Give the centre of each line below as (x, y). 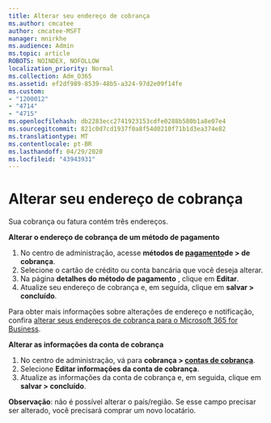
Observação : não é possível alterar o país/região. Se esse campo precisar (132, 402)
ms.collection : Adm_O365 (50, 76)
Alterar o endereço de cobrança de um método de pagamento (114, 237)
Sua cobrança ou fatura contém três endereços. (88, 222)
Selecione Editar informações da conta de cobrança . (110, 369)
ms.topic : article (39, 53)
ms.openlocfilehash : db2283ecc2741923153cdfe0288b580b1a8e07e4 (117, 122)
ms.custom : (27, 91)
